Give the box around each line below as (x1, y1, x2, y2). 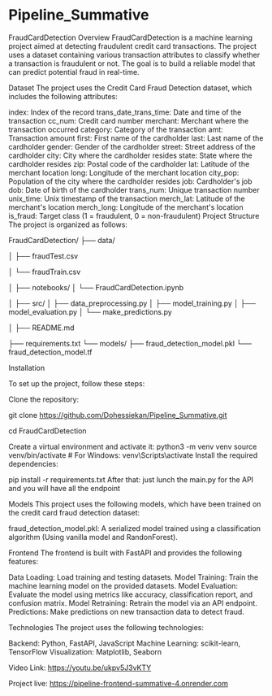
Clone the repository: (8, 394, 80, 404)
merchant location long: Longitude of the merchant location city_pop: (8, 167, 240, 177)
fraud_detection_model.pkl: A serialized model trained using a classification (8, 523, 261, 533)
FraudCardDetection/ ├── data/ (8, 235, 115, 245)
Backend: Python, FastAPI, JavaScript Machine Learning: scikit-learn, (8, 638, 241, 648)
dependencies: (8, 459, 58, 468)
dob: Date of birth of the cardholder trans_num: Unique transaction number (8, 185, 260, 194)
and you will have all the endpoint (8, 483, 120, 493)
